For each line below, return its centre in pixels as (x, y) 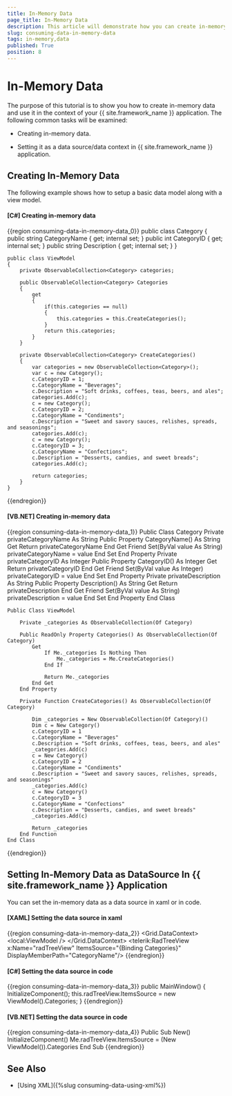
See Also (27, 1069)
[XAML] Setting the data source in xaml (65, 918)
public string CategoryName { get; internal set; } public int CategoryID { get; (115, 238)
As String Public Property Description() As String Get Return (93, 584)
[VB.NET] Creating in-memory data (59, 517)
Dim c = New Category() (66, 726)
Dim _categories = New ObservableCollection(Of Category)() (120, 720)
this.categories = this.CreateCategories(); (122, 318)
